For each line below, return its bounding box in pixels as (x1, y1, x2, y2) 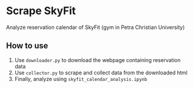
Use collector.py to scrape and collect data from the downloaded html (14, 69, 188, 76)
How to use (6, 41, 48, 51)
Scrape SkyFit (6, 4, 76, 18)
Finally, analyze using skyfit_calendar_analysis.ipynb (14, 75, 148, 82)
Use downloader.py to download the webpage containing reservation (14, 56, 181, 63)
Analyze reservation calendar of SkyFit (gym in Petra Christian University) (6, 24, 185, 31)
